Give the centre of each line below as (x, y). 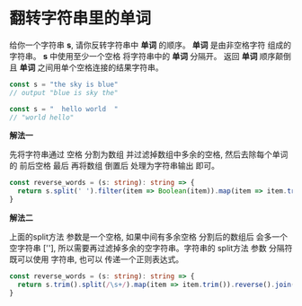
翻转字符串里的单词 (80, 18)
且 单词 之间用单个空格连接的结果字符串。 (86, 67)
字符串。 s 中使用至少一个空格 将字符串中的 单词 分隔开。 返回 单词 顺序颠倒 (151, 56)
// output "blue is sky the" (64, 92)
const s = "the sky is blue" (64, 84)
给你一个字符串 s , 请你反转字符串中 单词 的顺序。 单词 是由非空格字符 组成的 (151, 45)
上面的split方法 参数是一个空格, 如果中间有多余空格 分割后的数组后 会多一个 (149, 237)
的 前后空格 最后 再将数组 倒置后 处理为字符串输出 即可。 (115, 166)
